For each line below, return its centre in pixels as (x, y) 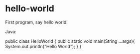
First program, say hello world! (37, 22)
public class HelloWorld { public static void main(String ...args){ (70, 41)
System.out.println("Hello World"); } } (43, 46)
